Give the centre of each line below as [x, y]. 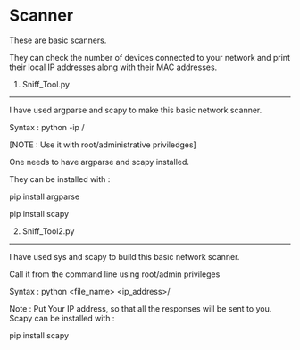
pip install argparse [45, 196]
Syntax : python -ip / [47, 127]
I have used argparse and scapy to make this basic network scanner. [136, 110]
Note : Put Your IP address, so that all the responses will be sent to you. [141, 308]
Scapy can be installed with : [62, 318]
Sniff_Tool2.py [48, 231]
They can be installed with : [60, 179]
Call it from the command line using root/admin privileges [115, 274]
